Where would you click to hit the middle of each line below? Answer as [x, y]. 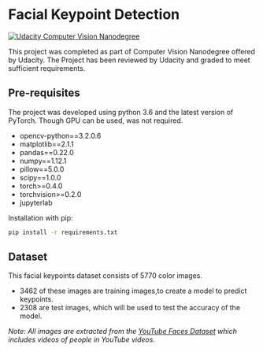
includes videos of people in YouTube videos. [82, 339]
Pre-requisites [44, 93]
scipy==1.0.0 [40, 177]
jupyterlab [36, 202]
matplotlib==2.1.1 [46, 144]
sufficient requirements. [47, 68]
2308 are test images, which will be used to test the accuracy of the [130, 308]
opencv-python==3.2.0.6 [60, 135]
